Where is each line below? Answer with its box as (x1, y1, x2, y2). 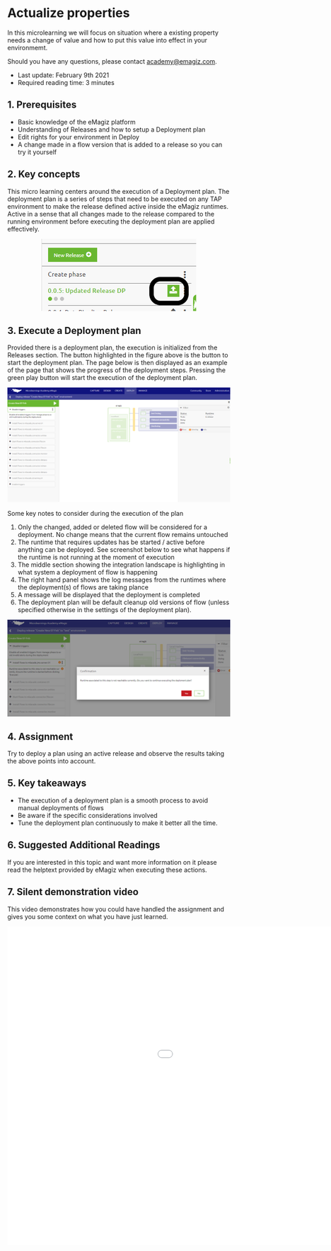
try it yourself (17, 147, 57, 156)
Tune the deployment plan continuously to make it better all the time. (17, 819, 218, 827)
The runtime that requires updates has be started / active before (17, 538, 205, 546)
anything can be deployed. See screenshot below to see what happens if (17, 545, 231, 553)
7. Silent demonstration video (7, 886, 139, 898)
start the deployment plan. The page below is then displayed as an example (7, 359, 228, 367)
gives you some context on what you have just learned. (7, 912, 168, 921)
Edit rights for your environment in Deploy (17, 132, 140, 141)
